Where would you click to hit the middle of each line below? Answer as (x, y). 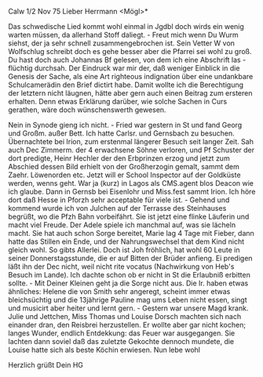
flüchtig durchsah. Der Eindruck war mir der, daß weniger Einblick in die (124, 68)
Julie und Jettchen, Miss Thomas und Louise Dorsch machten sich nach (125, 316)
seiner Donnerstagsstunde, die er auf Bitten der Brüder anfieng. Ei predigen (130, 258)
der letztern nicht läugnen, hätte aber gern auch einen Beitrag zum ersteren (130, 93)
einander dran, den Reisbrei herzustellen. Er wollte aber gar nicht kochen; (127, 325)
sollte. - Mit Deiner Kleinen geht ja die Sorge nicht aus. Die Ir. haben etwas (128, 283)
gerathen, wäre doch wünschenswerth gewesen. (87, 110)
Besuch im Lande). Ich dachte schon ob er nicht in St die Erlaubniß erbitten (130, 275)
